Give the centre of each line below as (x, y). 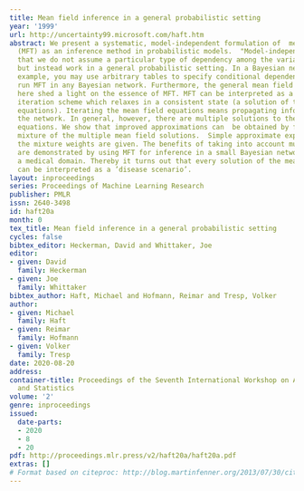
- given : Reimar (40, 330)
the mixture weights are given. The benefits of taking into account (151, 144)
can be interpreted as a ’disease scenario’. (105, 169)
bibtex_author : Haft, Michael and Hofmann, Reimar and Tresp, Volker (143, 295)
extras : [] (30, 464)
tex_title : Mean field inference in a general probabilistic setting (143, 228)
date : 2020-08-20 (42, 363)
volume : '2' (32, 397)
